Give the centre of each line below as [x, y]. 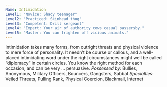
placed [12, 58]
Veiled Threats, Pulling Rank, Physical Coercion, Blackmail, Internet [74, 79]
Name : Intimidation [26, 10]
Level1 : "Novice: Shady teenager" [41, 14]
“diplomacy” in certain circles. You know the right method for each [74, 63]
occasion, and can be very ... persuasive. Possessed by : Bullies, [71, 68]
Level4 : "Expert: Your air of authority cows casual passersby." [75, 28]
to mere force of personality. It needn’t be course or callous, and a [73, 52]
